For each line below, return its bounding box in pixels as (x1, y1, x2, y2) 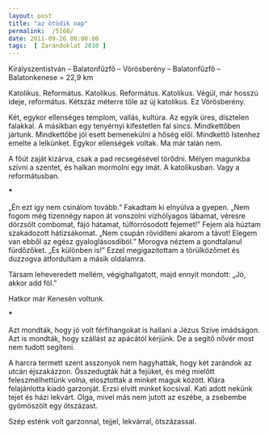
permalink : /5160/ (8, 27, 74, 35)
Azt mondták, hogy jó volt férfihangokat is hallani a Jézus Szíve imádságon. (8, 325, 260, 335)
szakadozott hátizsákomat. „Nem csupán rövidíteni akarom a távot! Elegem (8, 228, 258, 238)
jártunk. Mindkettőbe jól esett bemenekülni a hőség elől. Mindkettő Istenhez (8, 130, 261, 140)
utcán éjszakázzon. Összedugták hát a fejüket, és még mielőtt (8, 367, 215, 377)
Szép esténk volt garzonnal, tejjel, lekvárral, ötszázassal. (8, 417, 197, 427)
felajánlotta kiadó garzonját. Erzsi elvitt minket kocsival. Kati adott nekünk (8, 384, 253, 394)
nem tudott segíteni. (8, 343, 75, 352)
